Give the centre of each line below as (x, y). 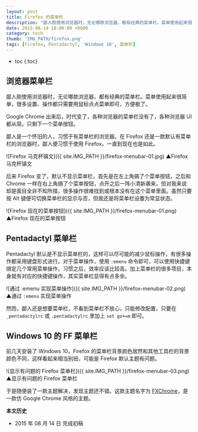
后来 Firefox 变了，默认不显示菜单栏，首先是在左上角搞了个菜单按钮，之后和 (99, 176)
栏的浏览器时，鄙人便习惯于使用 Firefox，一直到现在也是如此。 (82, 144)
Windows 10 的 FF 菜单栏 (52, 336)
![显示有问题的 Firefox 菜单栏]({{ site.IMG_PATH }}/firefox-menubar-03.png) (98, 371)
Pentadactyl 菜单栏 (42, 238)
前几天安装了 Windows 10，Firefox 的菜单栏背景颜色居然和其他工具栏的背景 (98, 351)
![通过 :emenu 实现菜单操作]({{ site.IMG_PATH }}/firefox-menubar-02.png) (96, 288)
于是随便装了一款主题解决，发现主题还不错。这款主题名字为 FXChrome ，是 (97, 391)
